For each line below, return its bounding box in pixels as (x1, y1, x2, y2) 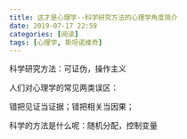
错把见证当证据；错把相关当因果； (9, 102, 134, 112)
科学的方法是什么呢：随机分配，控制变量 (9, 120, 158, 131)
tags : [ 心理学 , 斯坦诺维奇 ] (9, 37, 102, 47)
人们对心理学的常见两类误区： (9, 82, 118, 94)
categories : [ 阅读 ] (9, 29, 79, 38)
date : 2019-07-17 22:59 (9, 21, 98, 30)
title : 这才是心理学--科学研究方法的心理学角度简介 (9, 12, 178, 22)
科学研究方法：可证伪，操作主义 (9, 63, 126, 74)
